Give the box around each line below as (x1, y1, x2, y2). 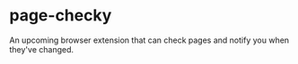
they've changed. (9, 44, 74, 54)
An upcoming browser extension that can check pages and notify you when (9, 35, 290, 45)
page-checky (9, 5, 112, 26)
